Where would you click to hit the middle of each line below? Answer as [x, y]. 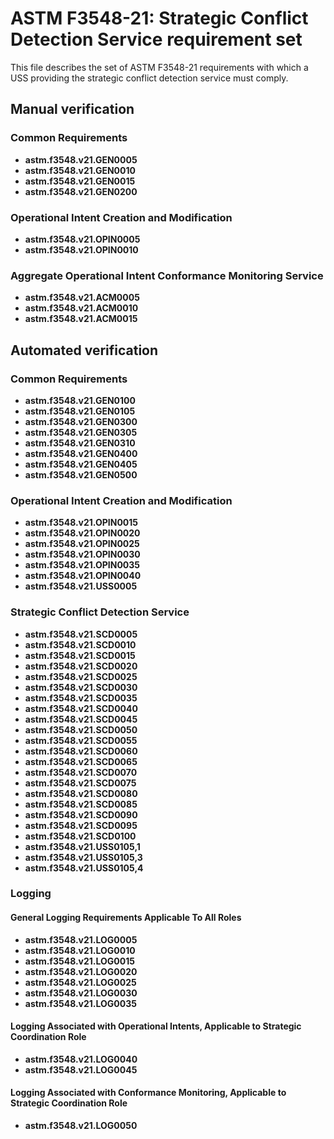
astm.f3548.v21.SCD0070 [81, 772]
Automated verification [84, 350]
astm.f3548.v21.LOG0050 [81, 1126]
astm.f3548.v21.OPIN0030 [82, 554]
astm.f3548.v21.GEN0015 [80, 181]
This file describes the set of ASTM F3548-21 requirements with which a [159, 67]
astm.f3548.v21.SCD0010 [80, 644]
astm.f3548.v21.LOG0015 [79, 961]
